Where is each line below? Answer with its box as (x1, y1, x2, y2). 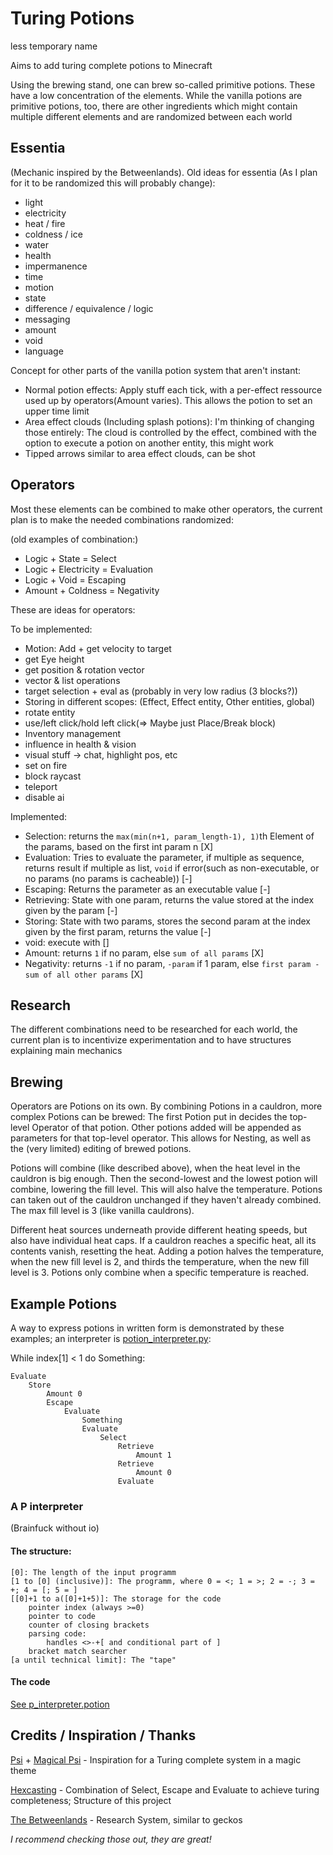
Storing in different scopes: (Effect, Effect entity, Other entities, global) (24, 695, 316, 707)
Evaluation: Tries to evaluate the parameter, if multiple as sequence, (24, 851, 305, 863)
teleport (24, 780, 58, 792)
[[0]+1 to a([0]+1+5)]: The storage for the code (10, 1593, 222, 1604)
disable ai (24, 791, 65, 803)
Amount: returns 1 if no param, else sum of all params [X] (24, 947, 264, 959)
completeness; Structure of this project (10, 1794, 172, 1806)
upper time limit (24, 405, 90, 417)
